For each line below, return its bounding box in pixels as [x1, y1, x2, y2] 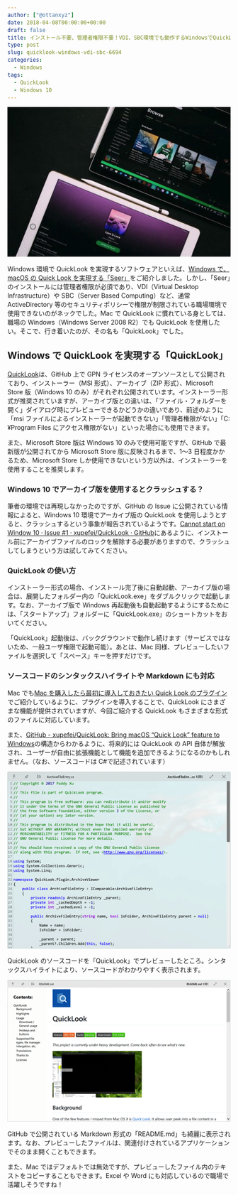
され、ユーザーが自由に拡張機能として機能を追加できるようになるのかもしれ [7, 748, 231, 757]
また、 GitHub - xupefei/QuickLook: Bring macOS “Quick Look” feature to [7, 730, 220, 739]
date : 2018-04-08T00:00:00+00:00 [7, 18, 106, 26]
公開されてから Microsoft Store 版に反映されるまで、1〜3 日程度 [25, 447, 212, 455]
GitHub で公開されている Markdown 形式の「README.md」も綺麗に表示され [7, 1130, 231, 1138]
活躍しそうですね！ [7, 1180, 64, 1189]
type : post [7, 41, 40, 49]
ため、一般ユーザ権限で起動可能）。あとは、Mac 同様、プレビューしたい [13, 643, 224, 651]
